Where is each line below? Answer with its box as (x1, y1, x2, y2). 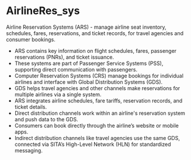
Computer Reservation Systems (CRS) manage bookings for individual (14, 72, 184, 79)
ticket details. (14, 103, 47, 110)
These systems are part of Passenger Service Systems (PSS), (14, 60, 164, 67)
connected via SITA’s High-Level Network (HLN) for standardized (14, 141, 171, 148)
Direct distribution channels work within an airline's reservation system (14, 110, 186, 117)
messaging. (14, 147, 43, 154)
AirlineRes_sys (6, 4, 80, 18)
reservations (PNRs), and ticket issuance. (14, 53, 114, 60)
